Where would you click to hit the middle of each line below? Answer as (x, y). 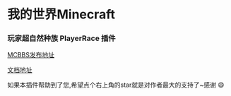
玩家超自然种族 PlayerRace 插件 (61, 38)
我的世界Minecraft (61, 14)
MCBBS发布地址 (31, 55)
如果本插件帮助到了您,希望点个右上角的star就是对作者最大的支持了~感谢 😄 (116, 85)
